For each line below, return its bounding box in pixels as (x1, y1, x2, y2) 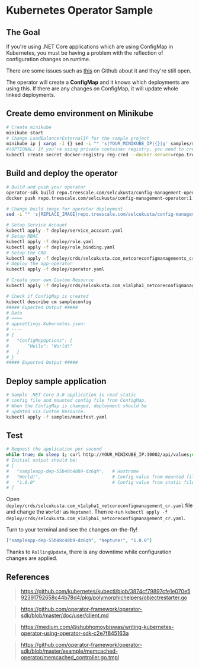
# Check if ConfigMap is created (6, 293, 89, 299)
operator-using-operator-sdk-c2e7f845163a (20, 630, 129, 637)
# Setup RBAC (6, 233, 38, 239)
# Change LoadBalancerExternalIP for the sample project (6, 135, 150, 141)
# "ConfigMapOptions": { (6, 337, 73, 344)
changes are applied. (6, 555, 58, 562)
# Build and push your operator (6, 184, 86, 190)
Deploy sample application (6, 376, 107, 386)
